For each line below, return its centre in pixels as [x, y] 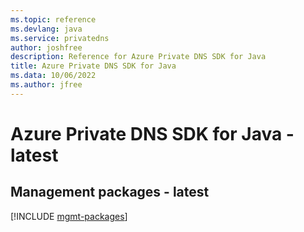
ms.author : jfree [46, 85]
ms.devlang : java [46, 29]
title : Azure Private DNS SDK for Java [93, 66]
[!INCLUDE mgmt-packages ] [69, 216]
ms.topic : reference [53, 19]
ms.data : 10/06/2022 [53, 76]
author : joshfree [46, 47]
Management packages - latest [110, 192]
